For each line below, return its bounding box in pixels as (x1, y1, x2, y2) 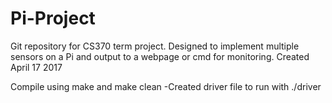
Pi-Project (10, 7, 96, 30)
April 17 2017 (10, 61, 63, 73)
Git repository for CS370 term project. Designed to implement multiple (10, 40, 300, 52)
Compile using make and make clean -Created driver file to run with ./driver (10, 80, 322, 92)
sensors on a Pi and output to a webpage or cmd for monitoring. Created (10, 50, 310, 62)
